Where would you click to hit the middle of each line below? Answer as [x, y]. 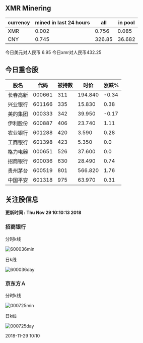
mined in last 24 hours [62, 22]
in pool [126, 22]
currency [19, 22]
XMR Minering [28, 8]
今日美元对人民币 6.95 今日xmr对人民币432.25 [53, 52]
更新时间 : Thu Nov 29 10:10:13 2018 [43, 213]
